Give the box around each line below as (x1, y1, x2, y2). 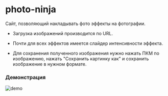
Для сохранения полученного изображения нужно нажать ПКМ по (12, 50, 160, 56)
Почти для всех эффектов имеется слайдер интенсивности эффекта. (12, 40, 163, 46)
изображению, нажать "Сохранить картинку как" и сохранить (12, 55, 149, 62)
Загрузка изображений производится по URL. (12, 30, 113, 36)
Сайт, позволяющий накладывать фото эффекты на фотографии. (5, 20, 146, 27)
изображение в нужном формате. (12, 61, 87, 67)
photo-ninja (5, 4, 56, 15)
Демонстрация (5, 74, 46, 81)
